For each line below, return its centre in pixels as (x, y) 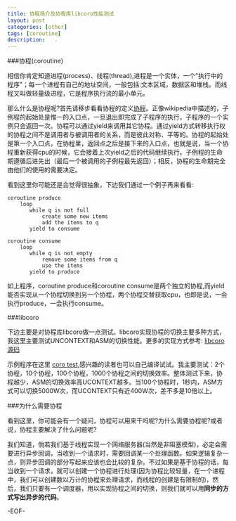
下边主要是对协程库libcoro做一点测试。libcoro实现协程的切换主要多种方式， (117, 332)
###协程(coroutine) (35, 61)
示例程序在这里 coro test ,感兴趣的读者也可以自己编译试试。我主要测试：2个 (116, 365)
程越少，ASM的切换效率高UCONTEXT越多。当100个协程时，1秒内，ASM (112, 382)
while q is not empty (61, 254)
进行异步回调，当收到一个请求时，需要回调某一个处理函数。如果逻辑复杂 (118, 454)
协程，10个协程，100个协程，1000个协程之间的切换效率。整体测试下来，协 (115, 373)
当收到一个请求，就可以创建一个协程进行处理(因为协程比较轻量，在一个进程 (116, 471)
